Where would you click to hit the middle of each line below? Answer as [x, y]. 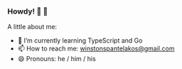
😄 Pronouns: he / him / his [57, 59]
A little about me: [32, 27]
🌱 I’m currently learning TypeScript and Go [80, 41]
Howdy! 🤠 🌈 [28, 11]
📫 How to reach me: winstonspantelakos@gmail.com [96, 48]
